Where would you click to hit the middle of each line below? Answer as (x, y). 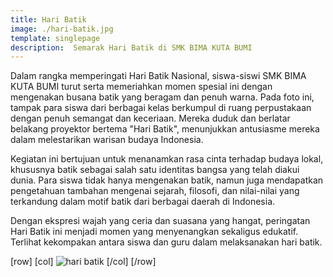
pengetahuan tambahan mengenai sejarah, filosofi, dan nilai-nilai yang (155, 191)
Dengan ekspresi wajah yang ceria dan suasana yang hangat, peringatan (160, 221)
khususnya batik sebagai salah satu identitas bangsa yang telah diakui (155, 170)
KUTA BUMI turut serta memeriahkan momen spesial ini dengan (141, 87)
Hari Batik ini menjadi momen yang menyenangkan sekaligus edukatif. (154, 232)
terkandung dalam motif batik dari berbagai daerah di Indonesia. (143, 202)
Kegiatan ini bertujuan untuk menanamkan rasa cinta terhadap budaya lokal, (167, 159)
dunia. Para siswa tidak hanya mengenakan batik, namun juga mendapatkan (167, 180)
